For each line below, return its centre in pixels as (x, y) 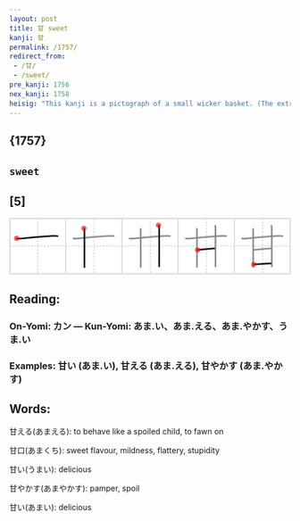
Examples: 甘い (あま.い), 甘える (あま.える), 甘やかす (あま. (137, 366)
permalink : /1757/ (43, 47)
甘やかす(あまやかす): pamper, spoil (75, 488)
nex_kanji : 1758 (39, 94)
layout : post (33, 19)
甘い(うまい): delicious (50, 469)
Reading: (35, 299)
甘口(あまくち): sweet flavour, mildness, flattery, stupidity (115, 450)
